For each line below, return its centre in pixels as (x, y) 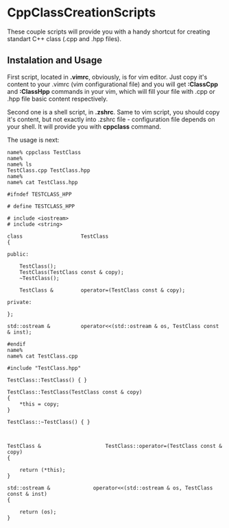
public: (18, 254)
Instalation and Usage (55, 61)
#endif (16, 344)
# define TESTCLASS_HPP (41, 206)
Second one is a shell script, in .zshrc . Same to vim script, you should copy (113, 112)
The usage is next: (33, 140)
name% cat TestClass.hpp (43, 182)
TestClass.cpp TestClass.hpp (49, 170)
